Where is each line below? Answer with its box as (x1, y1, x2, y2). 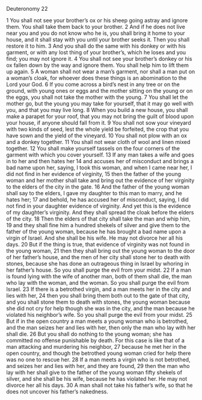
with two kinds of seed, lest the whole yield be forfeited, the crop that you (6, 126, 189, 133)
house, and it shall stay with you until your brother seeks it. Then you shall (6, 36, 190, 43)
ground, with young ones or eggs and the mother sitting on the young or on (6, 87, 193, 94)
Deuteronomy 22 (6, 5, 48, 12)
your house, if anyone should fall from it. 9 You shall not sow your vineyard (6, 119, 191, 126)
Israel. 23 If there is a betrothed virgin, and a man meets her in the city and (6, 286, 191, 293)
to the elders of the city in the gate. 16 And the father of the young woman (6, 183, 190, 190)
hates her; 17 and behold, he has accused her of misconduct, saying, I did (6, 196, 189, 203)
